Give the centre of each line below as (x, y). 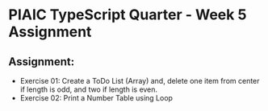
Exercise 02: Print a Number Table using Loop (96, 98)
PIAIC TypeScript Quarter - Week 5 (128, 15)
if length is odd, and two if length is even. (89, 89)
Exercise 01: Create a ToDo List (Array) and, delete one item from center (140, 81)
